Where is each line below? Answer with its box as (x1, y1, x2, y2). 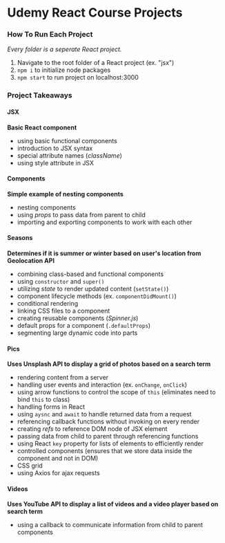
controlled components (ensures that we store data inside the (17, 447, 193, 455)
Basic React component (7, 123, 77, 131)
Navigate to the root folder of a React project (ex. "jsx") (17, 59, 175, 67)
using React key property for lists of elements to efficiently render (17, 439, 204, 448)
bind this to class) (17, 396, 70, 404)
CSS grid (17, 461, 43, 470)
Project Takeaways (7, 91, 72, 100)
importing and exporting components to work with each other (17, 218, 193, 226)
